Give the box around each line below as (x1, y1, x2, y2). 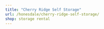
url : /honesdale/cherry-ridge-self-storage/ (5, 12, 99, 17)
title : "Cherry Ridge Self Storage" (5, 7, 81, 12)
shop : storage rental (5, 16, 50, 21)
